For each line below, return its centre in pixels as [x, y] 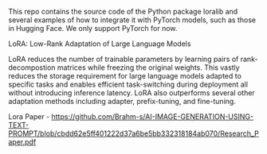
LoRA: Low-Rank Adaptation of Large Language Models [100, 44]
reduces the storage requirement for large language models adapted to [125, 76]
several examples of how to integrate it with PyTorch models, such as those [132, 20]
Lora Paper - [29, 117]
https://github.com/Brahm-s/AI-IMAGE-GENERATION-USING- [152, 117]
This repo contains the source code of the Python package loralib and [123, 12]
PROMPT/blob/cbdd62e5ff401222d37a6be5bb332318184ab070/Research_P [133, 133]
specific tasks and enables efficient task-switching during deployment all [128, 84]
